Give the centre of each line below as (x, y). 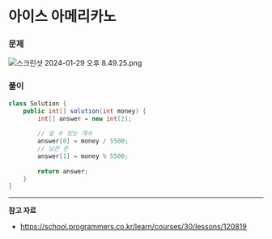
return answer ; (63, 171)
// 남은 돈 (53, 149)
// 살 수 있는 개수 (65, 134)
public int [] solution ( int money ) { (85, 111)
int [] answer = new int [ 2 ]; (85, 118)
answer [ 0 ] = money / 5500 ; (83, 141)
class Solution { (38, 103)
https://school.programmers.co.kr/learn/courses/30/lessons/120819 (133, 227)
